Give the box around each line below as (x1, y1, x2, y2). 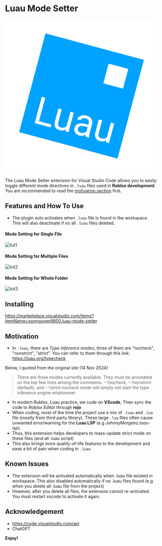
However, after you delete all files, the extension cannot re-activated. (12, 488, 150, 494)
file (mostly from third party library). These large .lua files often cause (12, 415, 153, 420)
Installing (5, 300, 34, 308)
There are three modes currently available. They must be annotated (16, 374, 152, 380)
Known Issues (5, 460, 49, 468)
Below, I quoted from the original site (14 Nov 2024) (5, 364, 108, 370)
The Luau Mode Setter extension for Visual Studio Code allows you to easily (5, 177, 157, 183)
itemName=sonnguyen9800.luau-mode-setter (5, 318, 97, 324)
